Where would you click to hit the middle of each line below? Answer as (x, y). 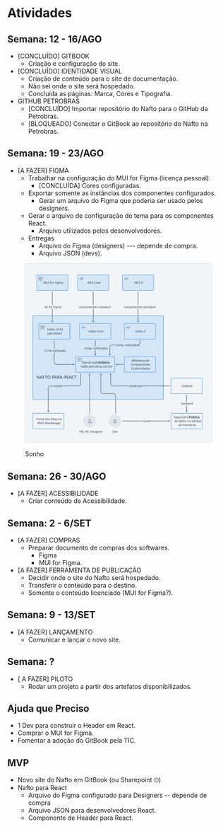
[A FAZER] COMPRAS (49, 540)
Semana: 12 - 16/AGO (55, 39)
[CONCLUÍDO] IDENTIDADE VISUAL (70, 71)
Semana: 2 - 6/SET (49, 523)
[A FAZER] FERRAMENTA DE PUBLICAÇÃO (79, 570)
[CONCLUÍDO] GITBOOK (53, 56)
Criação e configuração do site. (74, 64)
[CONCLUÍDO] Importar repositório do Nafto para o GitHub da (118, 109)
